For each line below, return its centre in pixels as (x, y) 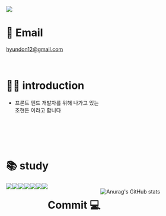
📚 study (28, 166)
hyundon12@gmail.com (35, 49)
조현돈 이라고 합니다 (38, 110)
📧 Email (25, 33)
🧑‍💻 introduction (45, 86)
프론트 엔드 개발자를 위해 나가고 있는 (57, 102)
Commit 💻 (74, 205)
